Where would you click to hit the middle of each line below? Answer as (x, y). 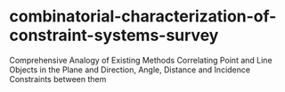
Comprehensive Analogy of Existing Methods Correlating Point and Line (141, 60)
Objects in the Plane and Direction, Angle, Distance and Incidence (130, 70)
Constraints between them (58, 79)
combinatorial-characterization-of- (143, 17)
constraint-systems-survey (114, 35)
